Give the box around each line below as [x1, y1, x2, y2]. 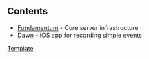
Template [7, 44, 34, 52]
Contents [7, 5, 48, 17]
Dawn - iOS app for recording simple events [17, 31, 143, 39]
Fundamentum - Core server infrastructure [17, 23, 139, 32]
